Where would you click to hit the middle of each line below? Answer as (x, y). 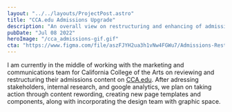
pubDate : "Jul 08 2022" (41, 33)
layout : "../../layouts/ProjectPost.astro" (71, 13)
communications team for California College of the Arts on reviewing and (111, 72)
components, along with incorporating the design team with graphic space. (114, 101)
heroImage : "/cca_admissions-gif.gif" (63, 39)
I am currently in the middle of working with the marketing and (96, 65)
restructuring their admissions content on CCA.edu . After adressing (103, 79)
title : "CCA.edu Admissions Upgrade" (61, 20)
